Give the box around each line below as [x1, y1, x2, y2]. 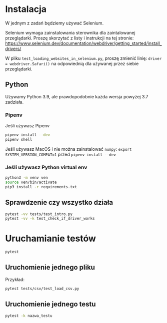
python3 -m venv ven [5, 175, 48, 180]
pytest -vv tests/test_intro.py [5, 211, 72, 217]
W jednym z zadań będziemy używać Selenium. [5, 20, 104, 26]
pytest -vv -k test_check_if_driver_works [5, 216, 95, 221]
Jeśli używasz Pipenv [5, 123, 50, 129]
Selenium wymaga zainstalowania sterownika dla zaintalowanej [5, 29, 136, 35]
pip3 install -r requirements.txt [5, 184, 77, 189]
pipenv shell [5, 137, 32, 142]
